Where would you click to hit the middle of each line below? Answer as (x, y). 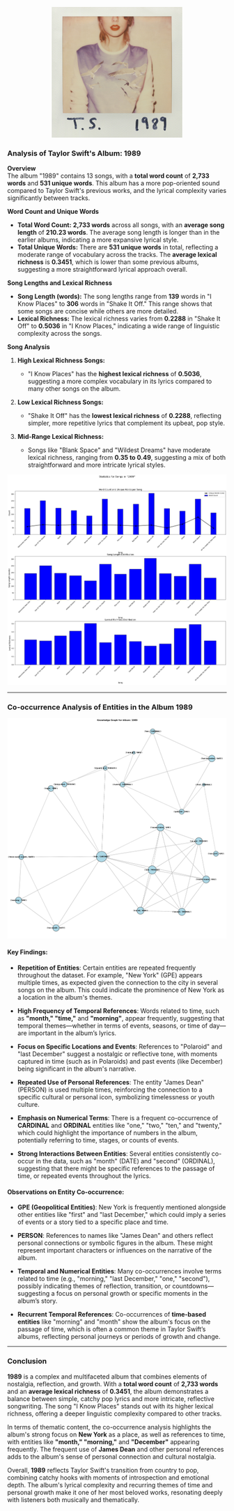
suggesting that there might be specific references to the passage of (116, 1169)
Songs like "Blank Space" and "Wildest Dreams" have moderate (119, 450)
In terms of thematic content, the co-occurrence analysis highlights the (109, 1427)
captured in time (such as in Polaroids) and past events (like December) (120, 1062)
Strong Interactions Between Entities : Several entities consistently (114, 1154)
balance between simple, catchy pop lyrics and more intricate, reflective (111, 1398)
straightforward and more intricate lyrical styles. (96, 465)
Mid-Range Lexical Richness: (61, 437)
